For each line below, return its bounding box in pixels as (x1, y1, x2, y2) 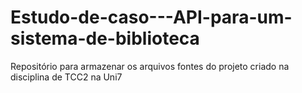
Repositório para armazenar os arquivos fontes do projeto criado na (10, 60, 290, 72)
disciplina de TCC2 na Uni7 (10, 71, 123, 83)
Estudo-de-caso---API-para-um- (10, 6, 293, 29)
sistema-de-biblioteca (10, 27, 200, 50)
